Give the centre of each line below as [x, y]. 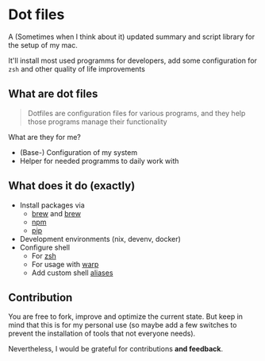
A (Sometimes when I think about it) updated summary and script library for [132, 37]
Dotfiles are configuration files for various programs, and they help [136, 113]
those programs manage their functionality [98, 122]
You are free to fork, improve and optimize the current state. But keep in [126, 316]
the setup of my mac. [43, 45]
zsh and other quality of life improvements [77, 68]
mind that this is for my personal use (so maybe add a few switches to [123, 325]
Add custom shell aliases [72, 273]
